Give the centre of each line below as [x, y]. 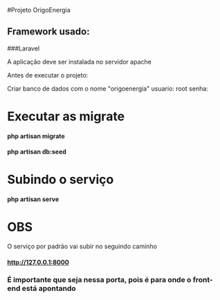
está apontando [49, 288]
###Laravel [24, 48]
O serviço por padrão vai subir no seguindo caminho [82, 246]
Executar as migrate [66, 116]
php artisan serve [33, 199]
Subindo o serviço [61, 180]
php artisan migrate [36, 136]
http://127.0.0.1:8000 [38, 262]
